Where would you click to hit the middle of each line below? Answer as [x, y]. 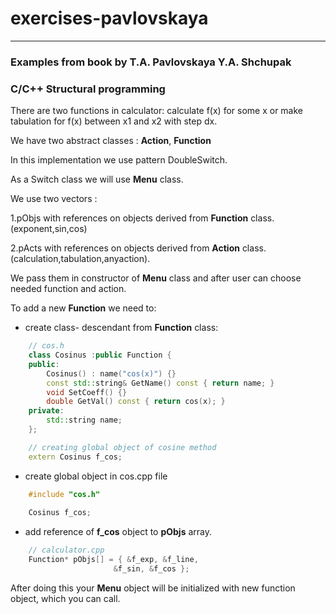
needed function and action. [68, 289]
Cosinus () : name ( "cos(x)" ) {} [111, 373]
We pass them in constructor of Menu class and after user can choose [156, 278]
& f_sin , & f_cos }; [151, 569]
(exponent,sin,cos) [49, 229]
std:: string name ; [84, 420]
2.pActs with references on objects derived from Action [125, 248]
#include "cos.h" [64, 494]
